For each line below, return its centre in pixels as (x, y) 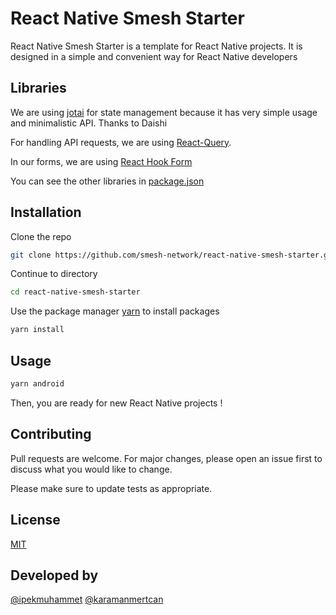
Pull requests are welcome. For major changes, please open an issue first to (166, 458)
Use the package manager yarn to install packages (115, 311)
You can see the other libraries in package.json (107, 181)
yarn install (37, 330)
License (35, 520)
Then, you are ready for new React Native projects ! (116, 403)
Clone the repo (41, 236)
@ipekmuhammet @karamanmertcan (87, 599)
